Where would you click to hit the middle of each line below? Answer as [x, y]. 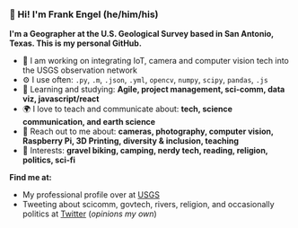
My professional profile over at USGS [91, 195]
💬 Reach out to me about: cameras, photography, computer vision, [148, 132]
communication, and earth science [88, 122]
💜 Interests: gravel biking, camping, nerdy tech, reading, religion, [145, 151]
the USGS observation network [79, 70]
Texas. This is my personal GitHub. [75, 43]
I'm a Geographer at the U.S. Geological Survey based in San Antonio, [141, 34]
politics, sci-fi [49, 160]
